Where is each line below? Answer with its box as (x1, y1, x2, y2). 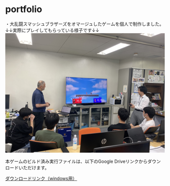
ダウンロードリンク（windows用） (5, 175, 77, 181)
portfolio (5, 4, 42, 15)
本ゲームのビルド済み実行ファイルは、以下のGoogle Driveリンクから (5, 158, 148, 164)
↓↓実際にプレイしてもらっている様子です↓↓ (5, 27, 100, 33)
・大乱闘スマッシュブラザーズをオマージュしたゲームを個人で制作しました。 (5, 21, 164, 27)
